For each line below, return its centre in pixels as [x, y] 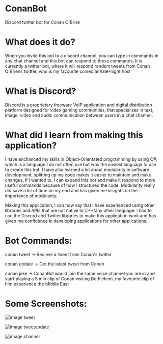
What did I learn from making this [74, 135]
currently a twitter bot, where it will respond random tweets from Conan [78, 66]
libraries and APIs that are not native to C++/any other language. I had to [79, 210]
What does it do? [40, 42]
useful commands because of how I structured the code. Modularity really [80, 185]
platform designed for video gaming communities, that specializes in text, [79, 110]
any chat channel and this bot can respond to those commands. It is [74, 61]
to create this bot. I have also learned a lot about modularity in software [77, 170]
